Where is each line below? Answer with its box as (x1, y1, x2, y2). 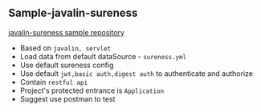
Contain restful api (19, 77, 88, 86)
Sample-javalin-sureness (8, 6, 138, 20)
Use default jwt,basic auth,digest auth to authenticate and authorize (19, 68, 253, 78)
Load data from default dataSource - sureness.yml (19, 51, 187, 61)
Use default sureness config (19, 60, 114, 70)
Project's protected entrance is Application (19, 86, 165, 95)
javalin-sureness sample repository (8, 27, 124, 37)
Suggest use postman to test (19, 94, 116, 103)
